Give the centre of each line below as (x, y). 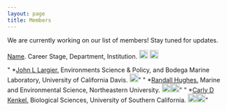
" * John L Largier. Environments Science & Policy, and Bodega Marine (109, 70)
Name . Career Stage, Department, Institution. (73, 56)
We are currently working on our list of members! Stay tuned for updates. (113, 40)
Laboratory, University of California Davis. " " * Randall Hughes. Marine (114, 80)
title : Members (29, 20)
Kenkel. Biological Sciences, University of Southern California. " (108, 100)
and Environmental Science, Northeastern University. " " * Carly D (111, 90)
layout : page (26, 14)
